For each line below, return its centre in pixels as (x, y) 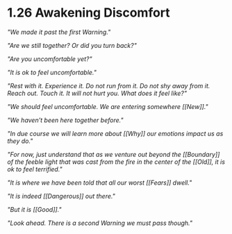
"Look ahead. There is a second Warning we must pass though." (100, 223)
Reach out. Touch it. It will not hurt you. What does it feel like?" (97, 93)
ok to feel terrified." (35, 169)
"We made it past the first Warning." (59, 32)
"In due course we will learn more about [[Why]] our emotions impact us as (115, 133)
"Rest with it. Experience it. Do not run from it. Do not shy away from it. (109, 85)
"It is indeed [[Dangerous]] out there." (61, 196)
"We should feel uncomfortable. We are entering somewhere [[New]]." (108, 106)
